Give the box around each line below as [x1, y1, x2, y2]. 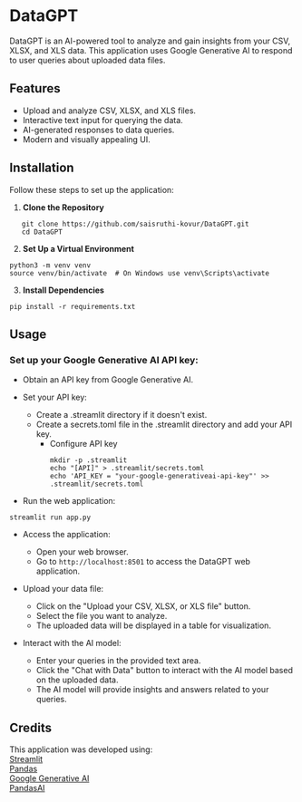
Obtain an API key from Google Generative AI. [22, 374, 194, 385]
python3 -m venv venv [9, 260, 92, 270]
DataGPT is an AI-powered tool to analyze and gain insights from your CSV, [9, 35, 291, 46]
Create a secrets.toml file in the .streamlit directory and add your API [35, 419, 293, 430]
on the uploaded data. [35, 674, 120, 685]
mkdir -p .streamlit [49, 456, 128, 465]
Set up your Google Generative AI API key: [9, 353, 200, 366]
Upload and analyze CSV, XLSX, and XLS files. [22, 105, 197, 116]
